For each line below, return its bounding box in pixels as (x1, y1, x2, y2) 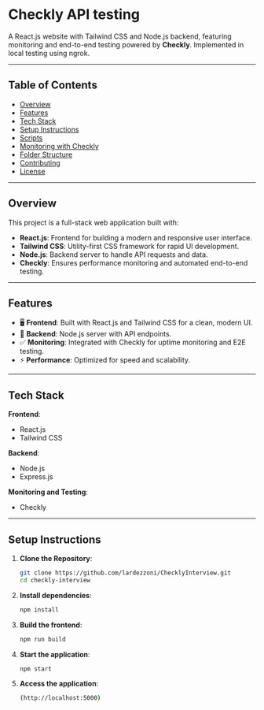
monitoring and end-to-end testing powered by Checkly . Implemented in (8, 39, 244, 49)
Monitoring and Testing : (8, 487, 89, 497)
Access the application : (19, 679, 99, 689)
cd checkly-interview (19, 576, 90, 584)
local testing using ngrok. (8, 48, 90, 58)
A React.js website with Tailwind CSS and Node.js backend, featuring (8, 32, 232, 41)
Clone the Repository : (19, 554, 93, 563)
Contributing (19, 158, 60, 167)
